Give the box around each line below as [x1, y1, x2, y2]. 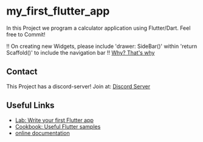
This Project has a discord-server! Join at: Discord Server [6, 83, 151, 90]
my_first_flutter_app [6, 4, 110, 18]
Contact [6, 67, 38, 77]
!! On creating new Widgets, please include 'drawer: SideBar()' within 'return [6, 42, 198, 50]
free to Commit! [6, 30, 46, 38]
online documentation [15, 129, 70, 137]
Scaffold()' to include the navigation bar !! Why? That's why [6, 49, 155, 56]
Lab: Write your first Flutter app [15, 117, 94, 124]
